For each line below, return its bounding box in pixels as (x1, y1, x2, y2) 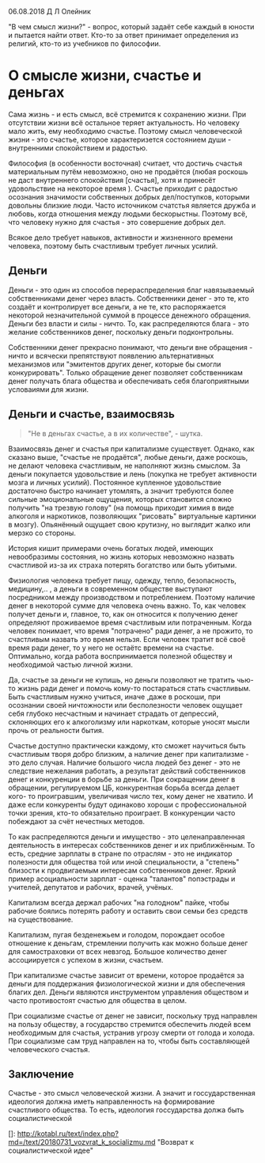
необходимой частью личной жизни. (8, 659, 133, 669)
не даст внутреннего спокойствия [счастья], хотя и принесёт (8, 175, 216, 184)
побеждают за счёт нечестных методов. (8, 816, 145, 826)
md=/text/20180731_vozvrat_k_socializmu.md (8, 1138, 156, 1147)
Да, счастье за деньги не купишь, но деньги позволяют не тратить (8, 675, 236, 684)
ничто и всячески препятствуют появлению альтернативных (8, 351, 214, 360)
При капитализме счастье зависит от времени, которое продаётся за (8, 970, 244, 980)
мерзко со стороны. (8, 528, 77, 538)
